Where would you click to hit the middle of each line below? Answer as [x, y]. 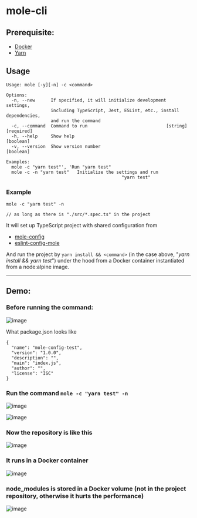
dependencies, [23, 116]
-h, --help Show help [43, 136]
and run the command [76, 121]
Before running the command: [50, 308]
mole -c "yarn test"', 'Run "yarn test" [61, 167]
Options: [17, 95]
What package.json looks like [42, 332]
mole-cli [27, 11]
